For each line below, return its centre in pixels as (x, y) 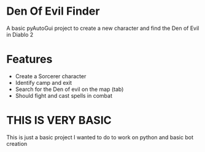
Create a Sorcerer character (51, 76)
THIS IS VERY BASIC (59, 121)
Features (29, 60)
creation (17, 143)
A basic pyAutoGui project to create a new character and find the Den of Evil (103, 28)
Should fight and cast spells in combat (64, 95)
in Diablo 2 (20, 34)
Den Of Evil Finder (53, 11)
